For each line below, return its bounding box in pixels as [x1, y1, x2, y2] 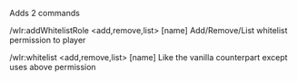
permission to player [9, 35, 86, 45]
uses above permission [9, 62, 97, 72]
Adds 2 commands [9, 8, 80, 18]
